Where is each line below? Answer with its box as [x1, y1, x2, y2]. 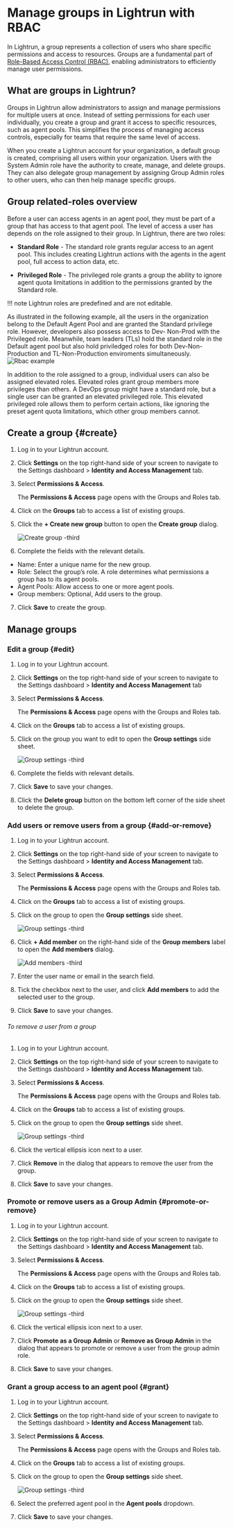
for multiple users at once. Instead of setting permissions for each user [7, 110, 210, 119]
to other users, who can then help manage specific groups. [7, 176, 176, 184]
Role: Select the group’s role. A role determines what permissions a [17, 568, 209, 576]
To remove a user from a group [7, 1022, 97, 1030]
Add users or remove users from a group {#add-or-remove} [7, 821, 212, 830]
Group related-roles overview [7, 196, 137, 208]
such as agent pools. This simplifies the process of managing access [7, 125, 205, 133]
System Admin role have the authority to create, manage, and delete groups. [7, 161, 225, 169]
